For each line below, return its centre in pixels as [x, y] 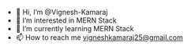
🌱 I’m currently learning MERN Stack [75, 29]
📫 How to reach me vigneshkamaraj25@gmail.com [99, 37]
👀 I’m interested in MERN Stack [66, 20]
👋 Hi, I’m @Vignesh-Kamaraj [62, 12]
